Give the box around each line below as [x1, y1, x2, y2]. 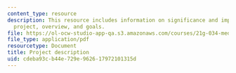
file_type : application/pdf [7, 36, 90, 43]
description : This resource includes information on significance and [7, 17, 218, 24]
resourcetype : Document [7, 42, 77, 49]
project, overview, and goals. [13, 23, 105, 30]
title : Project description [7, 49, 90, 56]
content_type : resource [7, 10, 77, 17]
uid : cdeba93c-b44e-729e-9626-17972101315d [7, 56, 137, 63]
